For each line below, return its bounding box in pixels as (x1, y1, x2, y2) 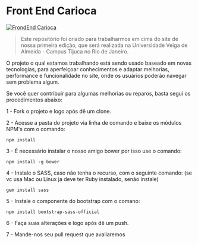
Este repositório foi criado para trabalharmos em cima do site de (20, 35, 178, 42)
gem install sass (6, 187, 49, 193)
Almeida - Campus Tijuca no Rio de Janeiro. (20, 47, 129, 55)
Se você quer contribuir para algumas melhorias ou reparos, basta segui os (6, 90, 191, 97)
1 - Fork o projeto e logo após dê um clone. (6, 107, 112, 115)
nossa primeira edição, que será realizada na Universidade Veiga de (20, 42, 188, 49)
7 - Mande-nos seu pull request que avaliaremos (6, 230, 125, 238)
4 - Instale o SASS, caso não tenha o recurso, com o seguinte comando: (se (6, 169, 192, 176)
